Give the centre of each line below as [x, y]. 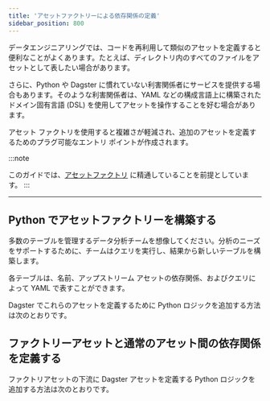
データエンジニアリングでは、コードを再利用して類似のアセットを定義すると [135, 47]
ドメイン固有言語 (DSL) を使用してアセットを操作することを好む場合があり [132, 105]
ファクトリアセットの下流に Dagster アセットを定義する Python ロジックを [132, 379]
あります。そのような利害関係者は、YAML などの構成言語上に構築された [142, 94]
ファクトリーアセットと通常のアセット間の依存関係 [135, 343]
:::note [19, 158]
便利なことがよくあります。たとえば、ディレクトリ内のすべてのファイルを [131, 57]
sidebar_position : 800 [46, 23]
